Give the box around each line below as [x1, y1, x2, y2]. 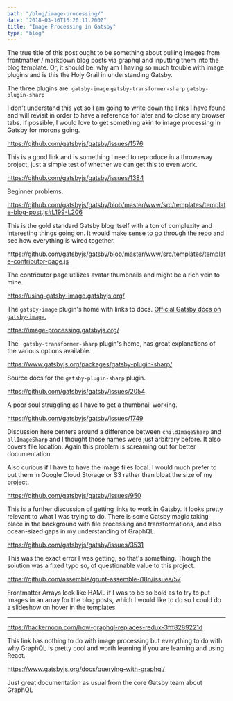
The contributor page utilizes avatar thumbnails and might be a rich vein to [7, 271, 221, 279]
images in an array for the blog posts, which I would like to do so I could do [7, 596, 222, 604]
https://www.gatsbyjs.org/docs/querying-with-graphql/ [7, 665, 165, 673]
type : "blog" [7, 29, 45, 37]
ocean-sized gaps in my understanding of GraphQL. [7, 527, 156, 535]
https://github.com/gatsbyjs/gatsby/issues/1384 [7, 174, 144, 182]
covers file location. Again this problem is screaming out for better [7, 442, 196, 451]
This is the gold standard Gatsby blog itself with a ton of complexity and [7, 222, 213, 230]
